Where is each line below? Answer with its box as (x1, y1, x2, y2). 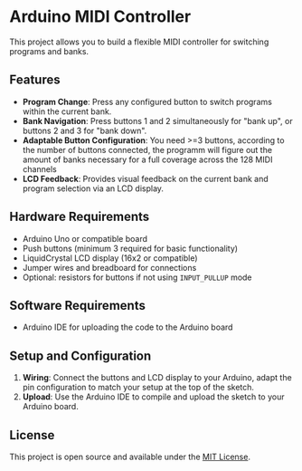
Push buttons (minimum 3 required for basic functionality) (22, 243, 238, 254)
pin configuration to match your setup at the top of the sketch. (22, 382, 255, 393)
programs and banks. (9, 45, 89, 56)
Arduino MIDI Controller (9, 6, 192, 27)
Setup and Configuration (9, 348, 152, 363)
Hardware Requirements (9, 209, 150, 225)
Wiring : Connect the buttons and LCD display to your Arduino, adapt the (22, 372, 292, 383)
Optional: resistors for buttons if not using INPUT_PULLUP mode (22, 272, 252, 283)
